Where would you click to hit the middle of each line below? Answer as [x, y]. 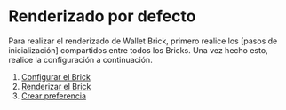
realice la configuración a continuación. [80, 59]
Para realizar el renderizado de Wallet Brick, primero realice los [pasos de [143, 41]
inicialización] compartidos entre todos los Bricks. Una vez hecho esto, [138, 50]
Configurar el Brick [56, 76]
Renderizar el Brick [56, 86]
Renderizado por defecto [102, 16]
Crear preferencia [53, 96]
